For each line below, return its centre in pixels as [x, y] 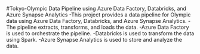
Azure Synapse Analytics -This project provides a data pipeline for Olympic [99, 15]
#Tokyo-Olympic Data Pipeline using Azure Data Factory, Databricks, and [96, 9]
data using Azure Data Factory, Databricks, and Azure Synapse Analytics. [96, 21]
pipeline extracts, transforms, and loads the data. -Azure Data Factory [103, 27]
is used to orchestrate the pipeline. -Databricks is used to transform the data [100, 33]
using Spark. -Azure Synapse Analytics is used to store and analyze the [94, 40]
